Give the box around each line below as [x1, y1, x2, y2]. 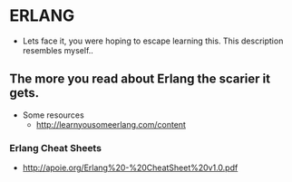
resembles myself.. [22, 44, 93, 55]
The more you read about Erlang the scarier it [9, 72, 270, 87]
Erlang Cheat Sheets [9, 141, 102, 154]
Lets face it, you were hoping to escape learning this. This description [22, 35, 284, 46]
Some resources [22, 110, 84, 120]
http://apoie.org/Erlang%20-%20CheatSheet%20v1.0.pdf [22, 162, 238, 173]
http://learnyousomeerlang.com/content [35, 119, 186, 129]
